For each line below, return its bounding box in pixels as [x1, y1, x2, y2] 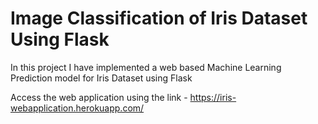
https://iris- [189, 91, 237, 103]
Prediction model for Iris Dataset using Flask [10, 72, 193, 84]
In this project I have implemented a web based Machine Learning [10, 61, 282, 73]
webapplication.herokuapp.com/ [10, 102, 145, 114]
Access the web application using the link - [10, 91, 188, 103]
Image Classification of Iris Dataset [10, 7, 308, 30]
